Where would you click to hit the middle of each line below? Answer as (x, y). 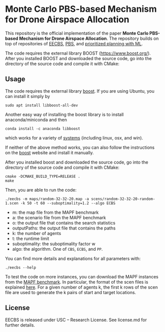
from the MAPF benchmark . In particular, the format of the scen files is (77, 282)
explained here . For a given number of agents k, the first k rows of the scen (82, 287)
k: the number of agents (37, 233)
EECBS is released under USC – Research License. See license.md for (76, 320)
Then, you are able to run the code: (41, 190)
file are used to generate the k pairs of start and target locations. (71, 292)
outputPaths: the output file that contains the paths (64, 228)
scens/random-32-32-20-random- (123, 199)
